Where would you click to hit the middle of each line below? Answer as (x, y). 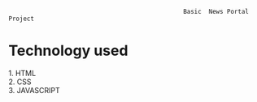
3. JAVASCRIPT (35, 90)
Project (22, 19)
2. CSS (20, 82)
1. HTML (22, 73)
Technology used (68, 51)
